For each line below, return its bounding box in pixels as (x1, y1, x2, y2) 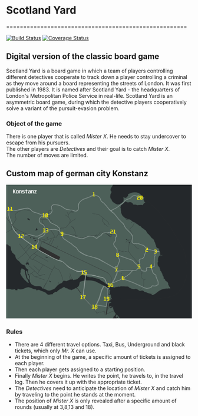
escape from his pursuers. (6, 139, 70, 146)
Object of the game (6, 119, 62, 127)
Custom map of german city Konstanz (6, 169, 148, 179)
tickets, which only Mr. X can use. (14, 347, 97, 354)
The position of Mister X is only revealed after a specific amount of (14, 397, 177, 404)
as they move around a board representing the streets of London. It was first (6, 80, 192, 87)
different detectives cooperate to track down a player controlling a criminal (6, 73, 187, 80)
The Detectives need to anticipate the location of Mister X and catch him (14, 384, 191, 392)
